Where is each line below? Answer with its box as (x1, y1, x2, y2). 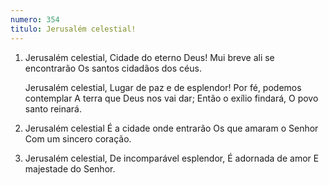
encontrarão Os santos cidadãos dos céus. (24, 62, 202, 74)
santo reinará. (24, 102, 82, 115)
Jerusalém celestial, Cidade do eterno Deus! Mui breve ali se (24, 51, 275, 63)
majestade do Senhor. (24, 162, 116, 175)
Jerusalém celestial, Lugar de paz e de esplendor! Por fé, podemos (24, 81, 302, 93)
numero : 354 (10, 14, 60, 25)
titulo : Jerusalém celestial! (10, 24, 137, 34)
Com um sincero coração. (24, 132, 132, 145)
